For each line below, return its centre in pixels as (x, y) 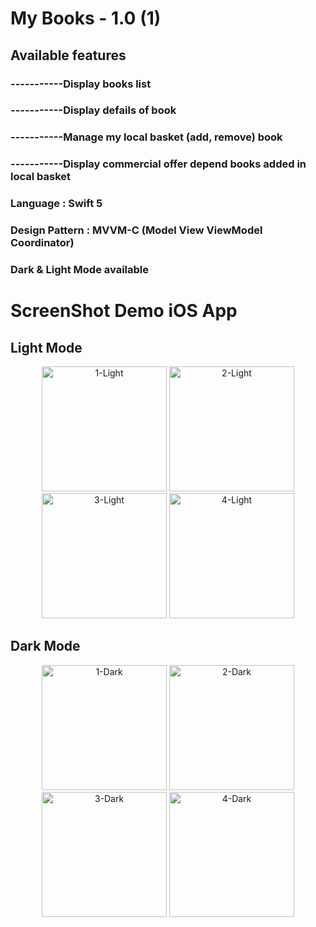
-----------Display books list (81, 84)
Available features (68, 55)
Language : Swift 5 (56, 204)
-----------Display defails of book (93, 110)
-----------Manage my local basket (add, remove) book (146, 137)
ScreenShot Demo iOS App (124, 311)
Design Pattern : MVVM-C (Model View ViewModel (136, 230)
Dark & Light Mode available (79, 270)
